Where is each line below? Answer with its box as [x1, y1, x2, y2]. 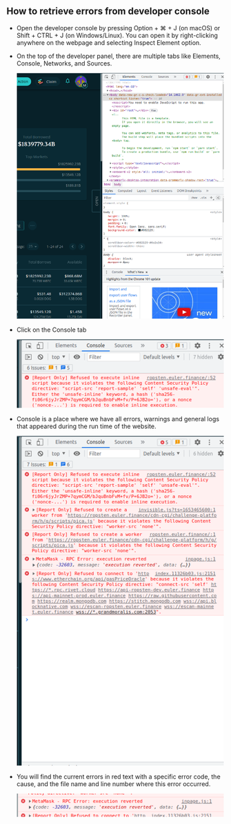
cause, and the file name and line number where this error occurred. [16, 779, 211, 788]
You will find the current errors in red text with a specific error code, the [16, 772, 221, 781]
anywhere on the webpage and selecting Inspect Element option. [16, 38, 201, 47]
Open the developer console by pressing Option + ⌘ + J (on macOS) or [16, 23, 221, 32]
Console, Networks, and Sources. [16, 59, 112, 68]
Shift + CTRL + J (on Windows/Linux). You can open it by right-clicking [16, 31, 219, 39]
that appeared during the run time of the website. [16, 422, 157, 430]
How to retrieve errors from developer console [6, 6, 210, 17]
